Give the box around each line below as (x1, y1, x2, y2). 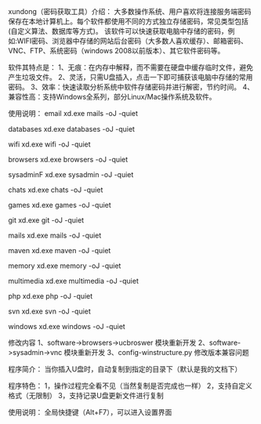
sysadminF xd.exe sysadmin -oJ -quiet (8, 170, 134, 179)
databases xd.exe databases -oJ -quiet (8, 125, 136, 133)
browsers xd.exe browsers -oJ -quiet (8, 155, 129, 164)
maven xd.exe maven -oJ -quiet (8, 246, 111, 255)
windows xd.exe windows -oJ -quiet (8, 322, 125, 331)
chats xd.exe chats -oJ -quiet (8, 185, 103, 194)
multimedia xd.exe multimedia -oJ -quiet (8, 277, 139, 285)
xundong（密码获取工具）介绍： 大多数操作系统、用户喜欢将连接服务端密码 (8, 7, 252, 16)
